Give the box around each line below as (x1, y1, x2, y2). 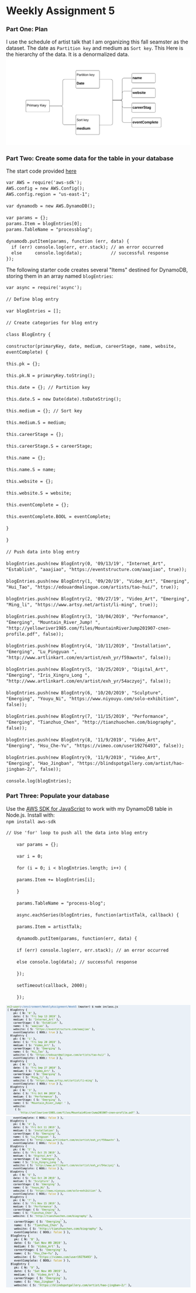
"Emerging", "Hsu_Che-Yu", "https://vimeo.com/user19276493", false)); (6, 743, 184, 749)
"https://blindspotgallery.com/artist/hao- (77, 761, 184, 767)
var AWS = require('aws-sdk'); (6, 180, 82, 186)
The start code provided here (6, 167, 77, 174)
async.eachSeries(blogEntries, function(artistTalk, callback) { (16, 912, 180, 918)
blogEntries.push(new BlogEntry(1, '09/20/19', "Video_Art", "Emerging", (6, 579, 190, 585)
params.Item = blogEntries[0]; (6, 221, 82, 227)
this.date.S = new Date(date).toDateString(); (6, 397, 122, 402)
